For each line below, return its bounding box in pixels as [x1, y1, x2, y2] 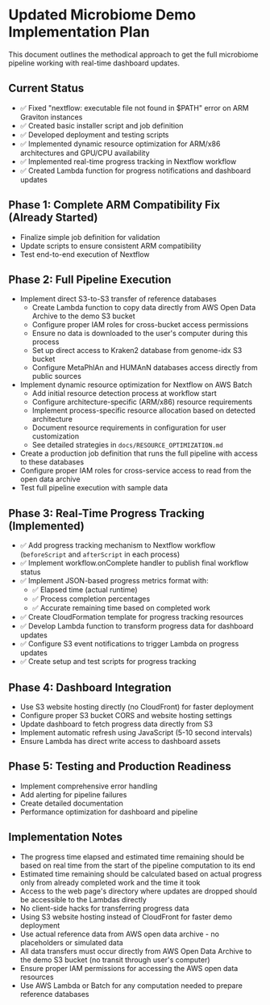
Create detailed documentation [19, 798, 123, 808]
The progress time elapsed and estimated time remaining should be [19, 852, 244, 861]
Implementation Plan [8, 23, 151, 41]
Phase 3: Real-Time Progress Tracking [8, 507, 206, 520]
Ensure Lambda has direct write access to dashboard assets [19, 737, 221, 746]
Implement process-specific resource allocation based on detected [31, 406, 256, 415]
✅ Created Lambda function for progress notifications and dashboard [19, 166, 251, 175]
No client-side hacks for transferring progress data [19, 903, 189, 913]
